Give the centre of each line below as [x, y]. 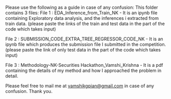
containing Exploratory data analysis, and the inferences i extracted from [82, 18]
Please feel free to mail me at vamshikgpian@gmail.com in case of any [80, 86]
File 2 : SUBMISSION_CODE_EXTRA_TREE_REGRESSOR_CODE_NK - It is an [84, 39]
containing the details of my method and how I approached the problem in [83, 70]
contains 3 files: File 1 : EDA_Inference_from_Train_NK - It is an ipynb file [81, 13]
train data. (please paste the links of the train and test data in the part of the [85, 23]
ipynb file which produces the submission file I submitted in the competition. [86, 44]
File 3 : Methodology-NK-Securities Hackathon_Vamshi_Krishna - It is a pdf [84, 65]
